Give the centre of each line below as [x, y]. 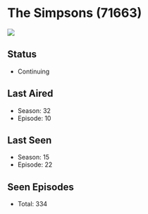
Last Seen [30, 140]
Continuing [33, 71]
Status [22, 54]
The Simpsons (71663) [75, 13]
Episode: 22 [35, 165]
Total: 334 [32, 204]
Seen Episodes [41, 187]
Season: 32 [34, 110]
